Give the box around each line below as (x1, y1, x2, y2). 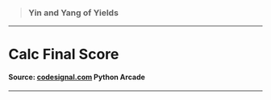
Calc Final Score (8, 46, 119, 63)
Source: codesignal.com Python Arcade (8, 72, 145, 82)
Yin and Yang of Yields (27, 7, 119, 18)
